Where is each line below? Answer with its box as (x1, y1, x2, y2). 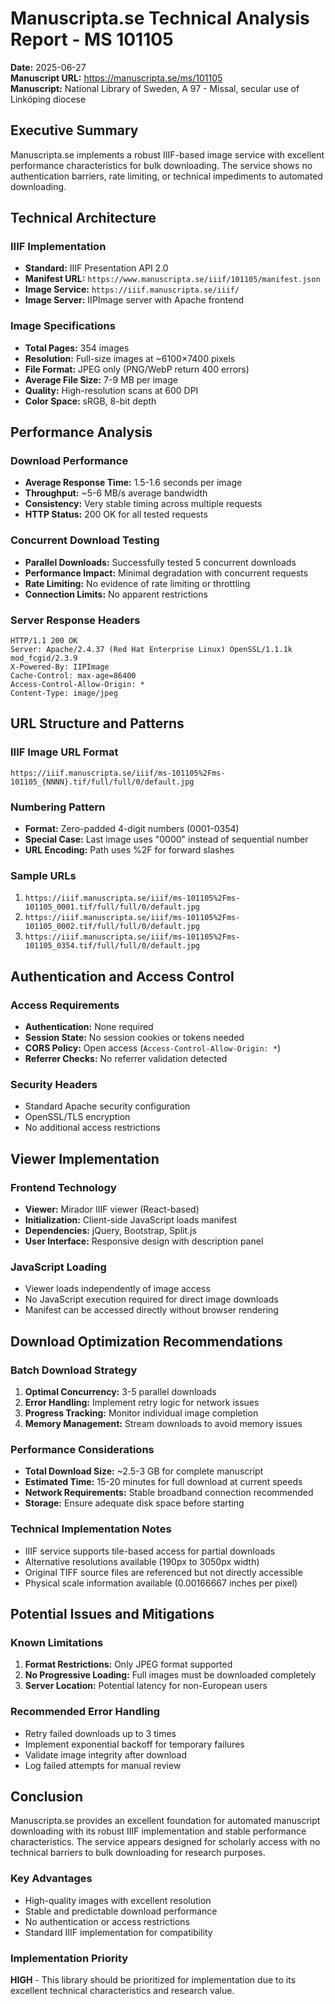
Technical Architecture (10, 210, 157, 227)
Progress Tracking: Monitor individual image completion (24, 1407, 259, 1419)
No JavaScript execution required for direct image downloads (24, 1293, 279, 1306)
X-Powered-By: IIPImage (10, 662, 110, 672)
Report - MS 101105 (10, 28, 174, 51)
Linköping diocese (10, 93, 87, 105)
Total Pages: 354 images (24, 342, 130, 354)
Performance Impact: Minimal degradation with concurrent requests (24, 567, 309, 579)
